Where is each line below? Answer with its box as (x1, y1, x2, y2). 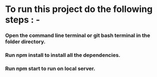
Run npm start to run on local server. (5, 65, 96, 72)
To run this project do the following (5, 3, 153, 15)
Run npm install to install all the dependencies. (5, 51, 121, 58)
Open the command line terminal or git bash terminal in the (5, 32, 151, 39)
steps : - (5, 14, 40, 25)
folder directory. (5, 38, 46, 45)
